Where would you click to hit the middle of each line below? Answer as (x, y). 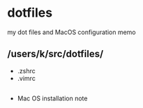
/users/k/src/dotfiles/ (55, 54)
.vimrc (27, 78)
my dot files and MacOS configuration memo (71, 32)
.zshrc (27, 70)
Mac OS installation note (52, 98)
